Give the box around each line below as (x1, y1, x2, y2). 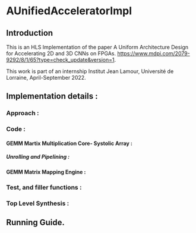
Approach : (6, 109, 39, 117)
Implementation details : (6, 91, 98, 102)
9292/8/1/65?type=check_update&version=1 (6, 56, 115, 63)
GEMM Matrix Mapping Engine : (6, 168, 86, 175)
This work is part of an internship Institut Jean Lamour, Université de (6, 68, 174, 75)
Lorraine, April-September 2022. (6, 74, 86, 81)
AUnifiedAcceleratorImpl (6, 4, 132, 18)
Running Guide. (6, 218, 65, 228)
